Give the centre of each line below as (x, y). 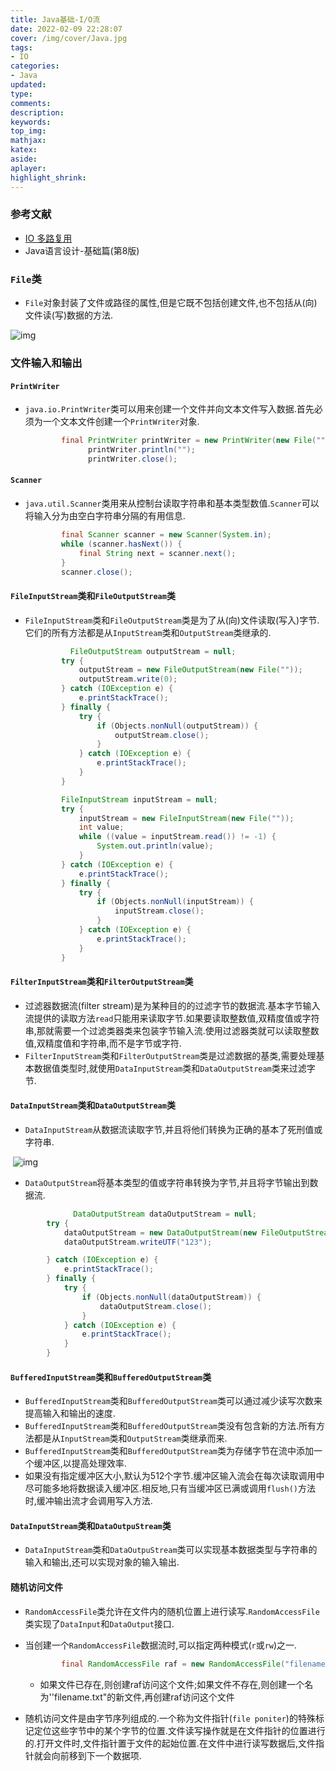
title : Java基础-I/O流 (55, 19)
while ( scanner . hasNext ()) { (122, 544)
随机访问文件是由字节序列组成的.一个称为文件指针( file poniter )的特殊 (170, 1718)
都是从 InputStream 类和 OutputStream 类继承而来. (130, 1438)
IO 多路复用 (48, 238)
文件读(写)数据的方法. (69, 315)
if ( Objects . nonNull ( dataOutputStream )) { (171, 1297)
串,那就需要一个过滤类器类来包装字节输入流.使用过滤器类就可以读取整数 (172, 1030)
